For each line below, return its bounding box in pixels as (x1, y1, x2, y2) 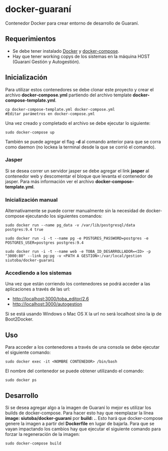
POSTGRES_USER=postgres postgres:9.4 (5, 240, 84, 245)
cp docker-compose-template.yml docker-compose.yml (5, 107, 115, 112)
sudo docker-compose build (5, 441, 61, 446)
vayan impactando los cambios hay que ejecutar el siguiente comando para (5, 426, 161, 432)
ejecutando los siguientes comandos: (25, 213, 102, 219)
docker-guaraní (5, 4, 71, 15)
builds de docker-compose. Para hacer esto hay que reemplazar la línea (5, 410, 154, 416)
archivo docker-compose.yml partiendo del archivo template (5, 92, 132, 98)
